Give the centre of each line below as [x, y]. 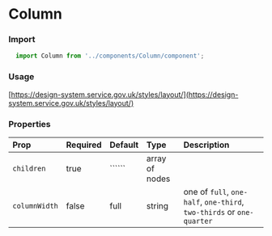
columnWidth [36, 206]
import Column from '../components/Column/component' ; [110, 56]
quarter [198, 221]
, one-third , [222, 201]
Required [84, 145]
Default [124, 145]
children [29, 168]
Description [206, 145]
